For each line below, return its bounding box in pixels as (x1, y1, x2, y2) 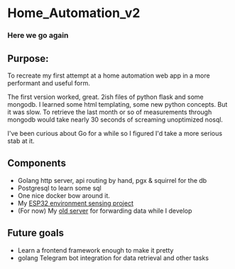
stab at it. (7, 137, 35, 145)
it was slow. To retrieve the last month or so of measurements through (7, 107, 212, 116)
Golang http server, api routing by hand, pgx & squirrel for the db (17, 176, 207, 184)
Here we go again (7, 31, 69, 41)
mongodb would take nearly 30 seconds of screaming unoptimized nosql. (7, 115, 224, 124)
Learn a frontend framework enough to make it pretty (17, 246, 174, 254)
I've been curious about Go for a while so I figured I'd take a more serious (7, 129, 222, 137)
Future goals (7, 227, 64, 239)
